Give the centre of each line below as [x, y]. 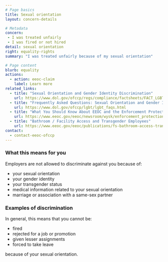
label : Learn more [33, 84]
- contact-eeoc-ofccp [32, 135]
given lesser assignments [38, 239]
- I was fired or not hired [36, 42]
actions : [14, 75]
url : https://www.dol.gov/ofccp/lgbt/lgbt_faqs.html [70, 107]
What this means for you [36, 153]
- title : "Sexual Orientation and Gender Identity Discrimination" [81, 93]
